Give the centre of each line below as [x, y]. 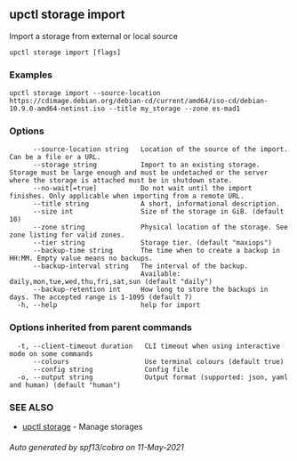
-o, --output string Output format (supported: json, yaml [153, 377]
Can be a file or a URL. [55, 158]
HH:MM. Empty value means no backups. [81, 259]
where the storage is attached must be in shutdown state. [121, 181]
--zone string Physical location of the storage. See [161, 227]
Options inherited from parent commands [101, 328]
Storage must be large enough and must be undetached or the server [139, 173]
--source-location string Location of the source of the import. [161, 150]
